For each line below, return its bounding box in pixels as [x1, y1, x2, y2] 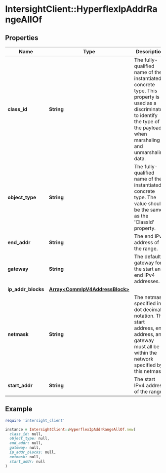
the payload [134, 124, 162, 131]
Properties [5, 34, 39, 42]
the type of [134, 118, 160, 125]
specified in [134, 300, 162, 307]
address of [134, 239, 160, 246]
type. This [134, 87, 158, 94]
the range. [134, 245, 158, 252]
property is [134, 94, 160, 100]
